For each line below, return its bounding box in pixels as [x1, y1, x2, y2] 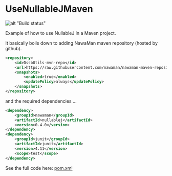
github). [5, 45, 22, 51]
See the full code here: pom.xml [5, 165, 73, 171]
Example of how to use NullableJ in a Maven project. [5, 30, 116, 36]
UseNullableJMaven [5, 3, 93, 15]
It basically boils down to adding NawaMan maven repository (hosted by [5, 40, 158, 46]
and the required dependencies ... [5, 98, 77, 104]
